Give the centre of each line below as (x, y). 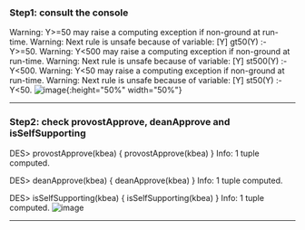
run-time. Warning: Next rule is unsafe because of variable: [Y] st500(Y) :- (148, 62)
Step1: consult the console (69, 13)
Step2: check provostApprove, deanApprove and (120, 122)
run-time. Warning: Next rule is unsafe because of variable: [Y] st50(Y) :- (146, 81)
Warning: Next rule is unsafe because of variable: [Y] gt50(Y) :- (149, 42)
